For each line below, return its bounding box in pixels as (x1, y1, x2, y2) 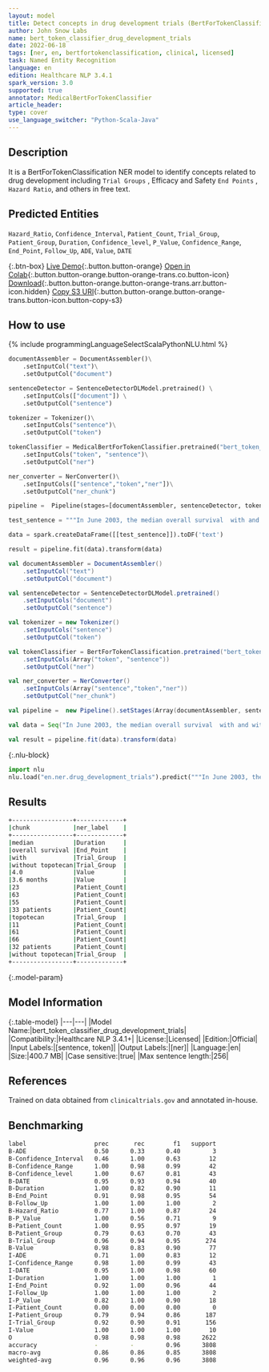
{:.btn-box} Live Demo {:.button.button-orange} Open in (8, 261, 191, 271)
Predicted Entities (8, 208, 99, 221)
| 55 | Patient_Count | (8, 898, 127, 906)
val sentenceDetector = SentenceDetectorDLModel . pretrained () (8, 589, 220, 597)
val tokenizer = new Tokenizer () (8, 619, 120, 627)
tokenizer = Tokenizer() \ (8, 414, 94, 422)
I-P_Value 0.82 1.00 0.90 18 (8, 1296, 217, 1305)
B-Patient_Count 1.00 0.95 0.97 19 (8, 1221, 217, 1230)
